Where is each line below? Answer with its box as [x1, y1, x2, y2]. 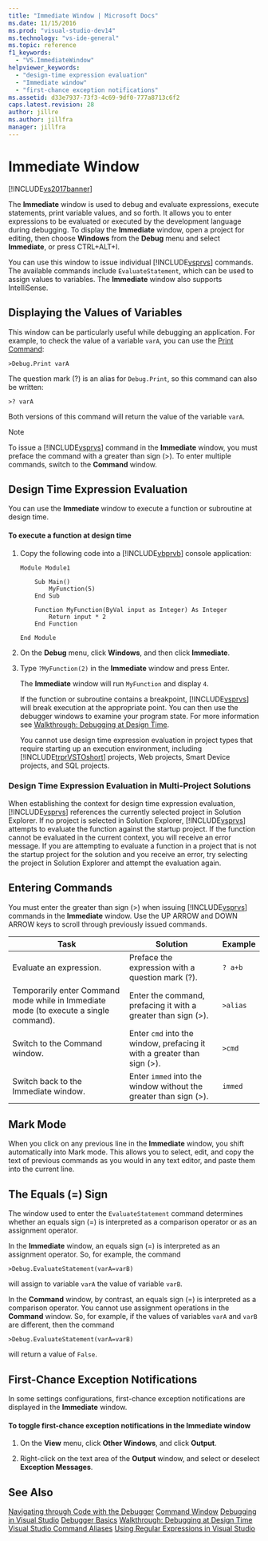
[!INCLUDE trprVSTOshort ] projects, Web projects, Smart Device [19, 752, 231, 761]
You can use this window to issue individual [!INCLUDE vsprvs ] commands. [8, 257, 254, 267]
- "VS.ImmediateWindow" [15, 57, 94, 65]
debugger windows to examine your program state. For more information [19, 711, 259, 721]
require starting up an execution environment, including [19, 744, 203, 753]
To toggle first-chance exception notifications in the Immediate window [8, 1420, 251, 1430]
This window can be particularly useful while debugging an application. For [8, 327, 255, 336]
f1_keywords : [8, 49, 52, 57]
